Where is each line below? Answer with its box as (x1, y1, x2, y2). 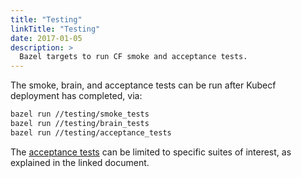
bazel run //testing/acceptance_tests (10, 127, 172, 138)
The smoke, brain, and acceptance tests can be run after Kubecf (10, 79, 277, 91)
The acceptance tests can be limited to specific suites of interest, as (10, 146, 292, 158)
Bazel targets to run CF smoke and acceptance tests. (19, 52, 248, 62)
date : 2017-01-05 (10, 33, 83, 43)
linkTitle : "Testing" (10, 24, 101, 34)
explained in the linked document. (10, 156, 150, 168)
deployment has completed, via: (10, 90, 143, 102)
